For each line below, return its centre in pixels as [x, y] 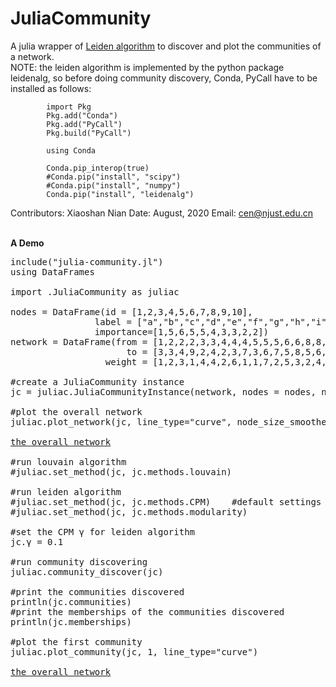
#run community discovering [79, 561]
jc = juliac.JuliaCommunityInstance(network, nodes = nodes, [163, 391]
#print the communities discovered [97, 591]
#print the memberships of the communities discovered [147, 611]
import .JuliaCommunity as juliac [95, 291]
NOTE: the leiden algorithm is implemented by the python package [147, 67]
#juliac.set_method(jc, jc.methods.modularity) [129, 511]
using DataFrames [52, 271]
